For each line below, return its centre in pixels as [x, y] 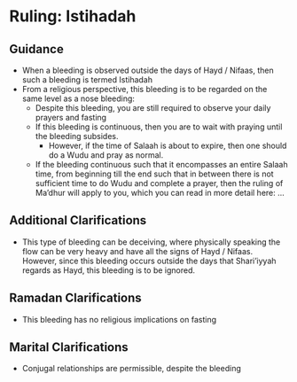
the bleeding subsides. [77, 136]
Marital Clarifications [69, 347]
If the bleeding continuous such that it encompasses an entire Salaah [161, 164]
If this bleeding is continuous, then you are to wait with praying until [159, 127]
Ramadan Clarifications [75, 298]
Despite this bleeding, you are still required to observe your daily [153, 108]
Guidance [36, 49]
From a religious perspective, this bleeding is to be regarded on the [145, 89]
